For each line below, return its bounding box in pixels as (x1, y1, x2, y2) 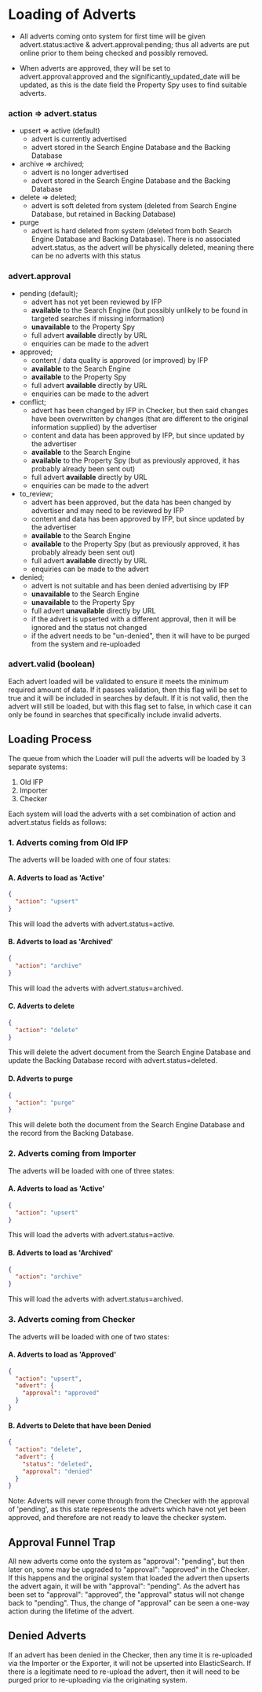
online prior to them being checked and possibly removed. (19, 48, 209, 57)
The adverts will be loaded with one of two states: (8, 1331, 170, 1341)
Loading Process (8, 733, 93, 746)
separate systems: (8, 762, 68, 771)
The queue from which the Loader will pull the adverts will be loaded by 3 (8, 753, 246, 763)
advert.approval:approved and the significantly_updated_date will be (19, 71, 241, 81)
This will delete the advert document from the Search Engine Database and (8, 1047, 251, 1057)
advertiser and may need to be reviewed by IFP (31, 505, 184, 515)
